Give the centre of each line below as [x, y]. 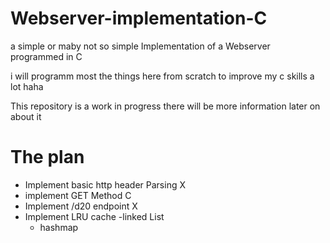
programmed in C [46, 56]
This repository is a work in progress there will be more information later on [165, 106]
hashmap [59, 227]
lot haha [27, 86]
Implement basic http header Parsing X [105, 184]
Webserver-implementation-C [139, 18]
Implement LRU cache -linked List [94, 216]
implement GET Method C [78, 195]
